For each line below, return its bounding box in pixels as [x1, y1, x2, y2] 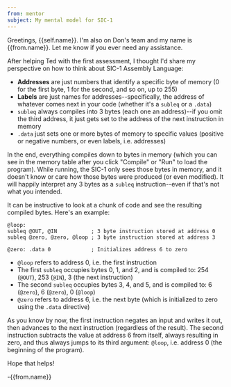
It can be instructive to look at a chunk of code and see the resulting [7, 200, 203, 209]
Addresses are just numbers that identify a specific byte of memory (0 [17, 77, 220, 86]
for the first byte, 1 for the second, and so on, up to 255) [17, 85, 178, 93]
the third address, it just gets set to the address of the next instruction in [17, 114, 224, 123]
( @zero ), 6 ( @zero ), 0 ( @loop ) [17, 287, 96, 296]
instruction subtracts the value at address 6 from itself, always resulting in [7, 331, 219, 339]
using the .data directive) [17, 302, 90, 310]
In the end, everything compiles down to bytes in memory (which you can [7, 150, 218, 159]
